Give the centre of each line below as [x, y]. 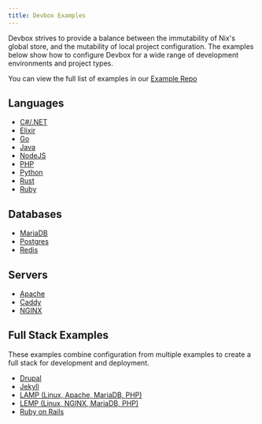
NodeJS [33, 156]
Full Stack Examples [58, 335]
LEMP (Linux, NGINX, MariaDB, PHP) [79, 403]
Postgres [34, 242]
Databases [35, 214]
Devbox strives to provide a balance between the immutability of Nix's [122, 38]
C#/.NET [33, 122]
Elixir [28, 130]
